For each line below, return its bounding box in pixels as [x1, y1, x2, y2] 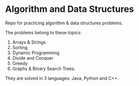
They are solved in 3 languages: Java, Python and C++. [5, 75, 119, 81]
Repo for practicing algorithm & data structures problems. [5, 20, 123, 26]
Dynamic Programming [12, 50, 60, 56]
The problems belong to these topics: [5, 29, 82, 35]
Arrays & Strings [12, 39, 46, 45]
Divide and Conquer [12, 55, 54, 61]
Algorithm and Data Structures [5, 3, 134, 15]
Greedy [12, 60, 28, 66]
